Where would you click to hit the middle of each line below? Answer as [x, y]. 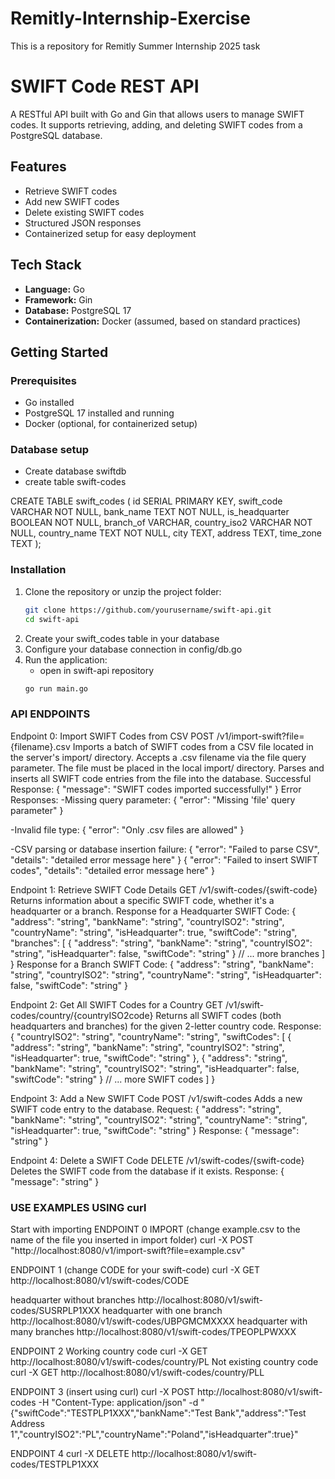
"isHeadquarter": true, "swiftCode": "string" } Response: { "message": [155, 1130]
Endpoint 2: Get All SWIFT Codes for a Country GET [116, 1004]
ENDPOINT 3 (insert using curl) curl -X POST [103, 1391]
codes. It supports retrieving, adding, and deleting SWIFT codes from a [156, 124]
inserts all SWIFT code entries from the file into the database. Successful [161, 778]
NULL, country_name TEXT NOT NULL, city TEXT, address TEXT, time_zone [166, 533]
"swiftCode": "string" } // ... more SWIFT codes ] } [113, 1079]
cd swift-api [52, 619]
